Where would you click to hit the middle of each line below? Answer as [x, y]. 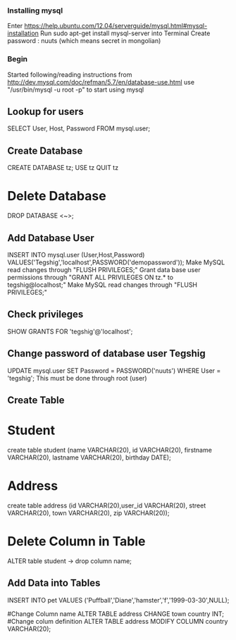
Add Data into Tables [54, 583]
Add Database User [51, 238]
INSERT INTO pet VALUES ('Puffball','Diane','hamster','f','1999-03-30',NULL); [118, 600]
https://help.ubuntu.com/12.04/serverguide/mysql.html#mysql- [116, 26]
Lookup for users [46, 111]
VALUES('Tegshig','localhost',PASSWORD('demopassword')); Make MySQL [116, 262]
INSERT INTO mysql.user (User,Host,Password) [76, 254]
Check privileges [45, 315]
